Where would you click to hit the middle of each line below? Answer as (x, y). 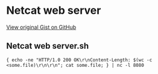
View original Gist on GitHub (41, 27)
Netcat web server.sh (48, 46)
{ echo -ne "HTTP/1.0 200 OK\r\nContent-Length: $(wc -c (79, 60)
